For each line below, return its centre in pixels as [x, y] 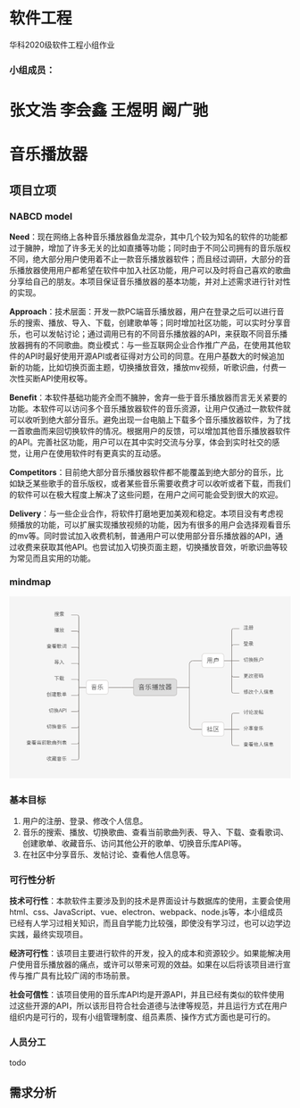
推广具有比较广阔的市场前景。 [79, 976]
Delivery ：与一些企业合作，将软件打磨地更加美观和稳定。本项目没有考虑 [142, 513]
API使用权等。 [66, 378]
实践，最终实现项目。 [48, 935]
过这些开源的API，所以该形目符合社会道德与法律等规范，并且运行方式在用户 [149, 1006]
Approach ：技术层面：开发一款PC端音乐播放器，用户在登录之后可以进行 [143, 311]
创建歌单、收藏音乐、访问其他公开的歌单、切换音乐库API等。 [134, 843]
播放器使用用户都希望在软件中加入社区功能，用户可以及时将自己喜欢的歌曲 [154, 270]
